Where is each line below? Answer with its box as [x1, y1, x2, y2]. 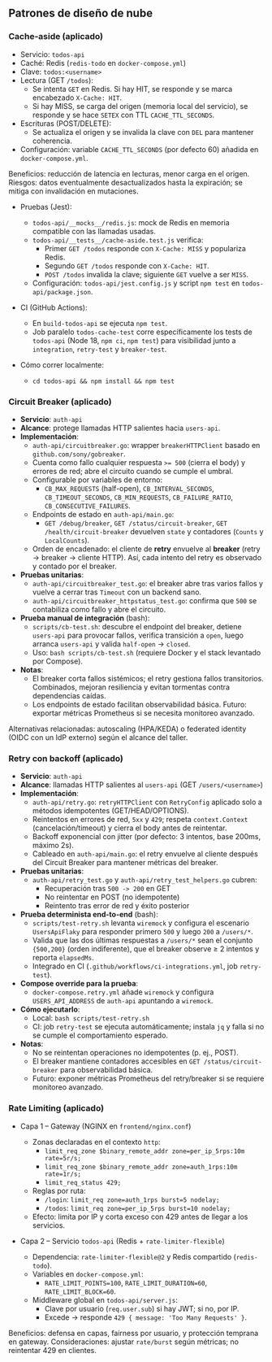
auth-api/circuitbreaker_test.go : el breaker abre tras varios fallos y [32, 578, 264, 588]
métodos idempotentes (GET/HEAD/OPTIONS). [32, 806, 189, 816]
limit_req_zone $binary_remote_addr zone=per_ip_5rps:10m [44, 1147, 245, 1155]
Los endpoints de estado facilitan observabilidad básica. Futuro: [32, 699, 248, 709]
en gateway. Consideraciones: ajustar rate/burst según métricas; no [8, 1337, 240, 1347]
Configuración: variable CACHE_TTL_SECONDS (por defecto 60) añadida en [19, 144, 259, 154]
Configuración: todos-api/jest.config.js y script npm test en [32, 278, 240, 288]
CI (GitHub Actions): [19, 302, 88, 312]
